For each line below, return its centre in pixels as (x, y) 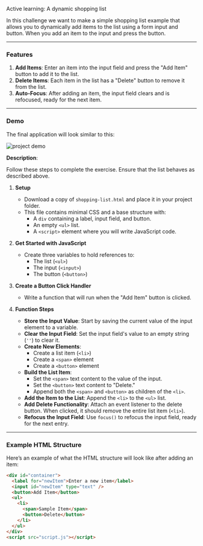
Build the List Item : (48, 372)
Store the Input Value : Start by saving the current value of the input (108, 321)
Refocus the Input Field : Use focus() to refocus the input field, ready (110, 417)
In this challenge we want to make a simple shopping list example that (93, 20)
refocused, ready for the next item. (58, 100)
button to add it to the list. (47, 74)
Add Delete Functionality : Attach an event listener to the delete (103, 404)
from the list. (31, 87)
